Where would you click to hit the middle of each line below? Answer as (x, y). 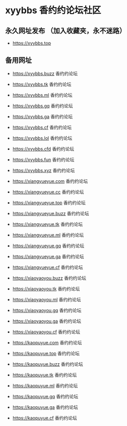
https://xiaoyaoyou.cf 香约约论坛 (46, 332)
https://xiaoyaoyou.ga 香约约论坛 (47, 321)
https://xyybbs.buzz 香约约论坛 (45, 73)
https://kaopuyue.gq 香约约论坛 (45, 396)
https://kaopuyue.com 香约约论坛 (47, 342)
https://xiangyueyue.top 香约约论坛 (49, 203)
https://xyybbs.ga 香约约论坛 (43, 117)
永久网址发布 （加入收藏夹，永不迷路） (66, 31)
